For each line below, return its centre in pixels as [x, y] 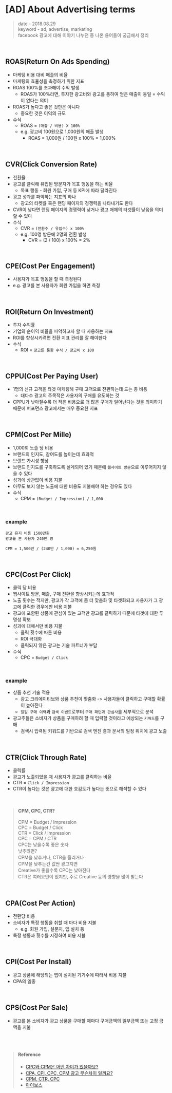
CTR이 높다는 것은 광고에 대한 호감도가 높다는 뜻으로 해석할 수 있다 [80, 789]
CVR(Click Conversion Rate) [51, 165]
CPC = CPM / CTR [37, 839]
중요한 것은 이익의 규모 [43, 113]
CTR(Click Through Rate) [46, 757]
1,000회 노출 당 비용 [33, 447]
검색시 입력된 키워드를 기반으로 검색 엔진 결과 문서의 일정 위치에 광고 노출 [94, 731]
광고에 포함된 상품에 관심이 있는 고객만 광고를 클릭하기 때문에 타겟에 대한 [85, 613]
